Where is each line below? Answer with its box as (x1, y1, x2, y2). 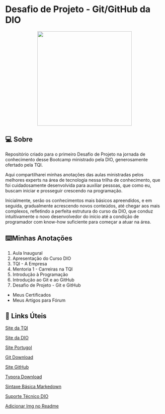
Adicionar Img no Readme (5, 403, 59, 409)
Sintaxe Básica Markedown (5, 384, 62, 390)
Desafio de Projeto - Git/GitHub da (5, 4, 151, 15)
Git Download (5, 354, 34, 361)
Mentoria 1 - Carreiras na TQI (12, 266, 73, 272)
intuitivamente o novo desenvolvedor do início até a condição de (5, 213, 139, 220)
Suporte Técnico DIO (5, 393, 49, 399)
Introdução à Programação (12, 271, 68, 278)
